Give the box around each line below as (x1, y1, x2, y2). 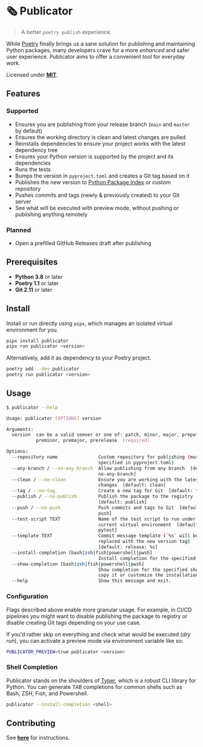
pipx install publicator (6, 338, 69, 344)
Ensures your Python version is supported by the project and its (14, 153, 174, 160)
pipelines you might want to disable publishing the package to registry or (6, 612, 188, 620)
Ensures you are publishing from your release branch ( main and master (14, 120, 190, 128)
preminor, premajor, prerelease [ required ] (36, 438, 150, 444)
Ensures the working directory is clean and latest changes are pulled (14, 133, 186, 140)
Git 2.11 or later (14, 286, 53, 293)
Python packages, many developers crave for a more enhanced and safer (6, 46, 190, 54)
